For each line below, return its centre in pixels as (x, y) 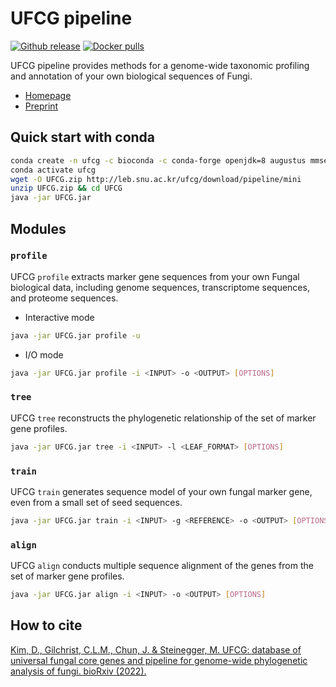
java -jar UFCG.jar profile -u (75, 335)
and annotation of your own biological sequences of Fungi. (131, 76)
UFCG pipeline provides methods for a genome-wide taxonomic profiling (160, 65)
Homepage (48, 95)
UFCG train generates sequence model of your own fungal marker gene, (161, 492)
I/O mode (44, 354)
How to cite (46, 625)
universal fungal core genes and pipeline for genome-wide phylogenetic (159, 660)
